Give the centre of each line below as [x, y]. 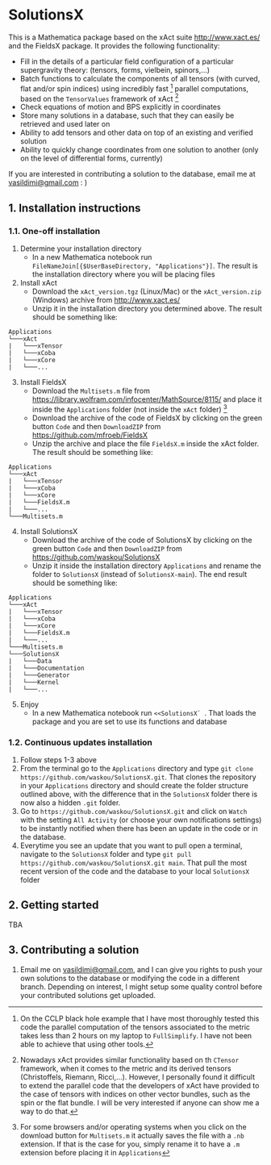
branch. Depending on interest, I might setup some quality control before [141, 987]
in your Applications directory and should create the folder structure [134, 785]
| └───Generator [39, 675]
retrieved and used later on [65, 124]
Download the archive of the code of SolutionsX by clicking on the [142, 540]
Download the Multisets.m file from [91, 390]
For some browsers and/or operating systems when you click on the [133, 1126]
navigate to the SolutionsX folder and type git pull [106, 854]
